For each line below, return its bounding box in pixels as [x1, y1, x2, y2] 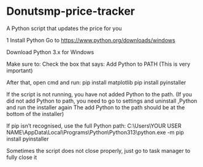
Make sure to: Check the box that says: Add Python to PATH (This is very [6, 60, 191, 68]
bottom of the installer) [6, 110, 64, 117]
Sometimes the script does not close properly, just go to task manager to [6, 147, 191, 154]
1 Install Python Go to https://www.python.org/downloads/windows [6, 36, 176, 44]
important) [6, 66, 33, 74]
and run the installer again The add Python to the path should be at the [6, 103, 185, 111]
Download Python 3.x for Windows [6, 48, 94, 56]
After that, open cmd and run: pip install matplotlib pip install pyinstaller [6, 79, 186, 86]
